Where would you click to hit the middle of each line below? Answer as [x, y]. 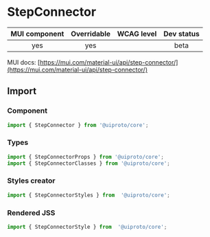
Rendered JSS [31, 212]
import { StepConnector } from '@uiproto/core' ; [78, 125]
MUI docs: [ [24, 62]
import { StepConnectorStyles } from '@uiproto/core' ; [89, 195]
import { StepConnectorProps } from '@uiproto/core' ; [86, 157]
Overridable [91, 34]
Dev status [182, 34]
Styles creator [31, 181]
